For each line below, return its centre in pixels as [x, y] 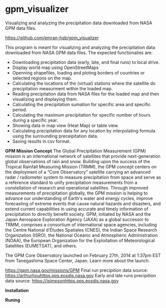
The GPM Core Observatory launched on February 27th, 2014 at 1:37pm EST [83, 255]
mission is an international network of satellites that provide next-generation [83, 156]
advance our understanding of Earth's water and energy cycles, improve [79, 198]
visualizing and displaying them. [45, 99]
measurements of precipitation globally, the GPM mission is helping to [76, 193]
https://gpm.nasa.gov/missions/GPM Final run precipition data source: [77, 270]
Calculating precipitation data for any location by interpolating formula [84, 130]
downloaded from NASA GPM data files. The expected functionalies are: [79, 53]
